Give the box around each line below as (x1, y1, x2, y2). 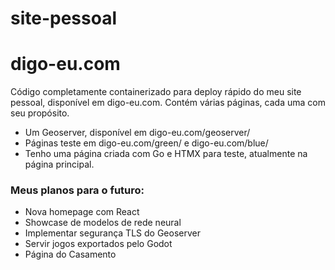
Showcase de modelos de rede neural (24, 217, 182, 229)
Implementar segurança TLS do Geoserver (24, 227, 201, 239)
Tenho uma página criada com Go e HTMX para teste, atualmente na (24, 148, 308, 160)
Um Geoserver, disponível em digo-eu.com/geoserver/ (24, 127, 251, 139)
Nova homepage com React (24, 206, 140, 218)
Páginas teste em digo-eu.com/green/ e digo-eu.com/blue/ (24, 137, 269, 149)
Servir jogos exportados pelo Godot (24, 238, 173, 250)
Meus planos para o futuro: (10, 183, 145, 197)
